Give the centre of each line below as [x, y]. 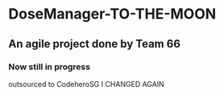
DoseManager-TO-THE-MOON [112, 14]
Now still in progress [50, 67]
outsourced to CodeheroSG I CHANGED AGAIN [86, 84]
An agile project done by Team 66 [95, 44]
